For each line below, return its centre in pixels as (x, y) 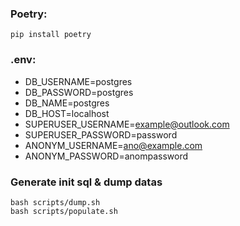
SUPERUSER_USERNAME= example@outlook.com (127, 124)
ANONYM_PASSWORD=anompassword (106, 156)
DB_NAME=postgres (67, 103)
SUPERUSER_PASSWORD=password (101, 134)
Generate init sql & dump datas (86, 182)
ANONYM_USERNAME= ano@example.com (113, 145)
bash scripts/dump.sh (55, 202)
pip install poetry (51, 35)
